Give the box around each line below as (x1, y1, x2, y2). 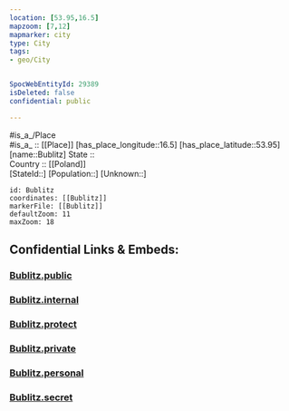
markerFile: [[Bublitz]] (9, 201, 103, 210)
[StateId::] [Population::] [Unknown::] (9, 168, 147, 179)
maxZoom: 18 (9, 217, 54, 227)
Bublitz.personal (9, 367, 84, 379)
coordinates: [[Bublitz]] (9, 193, 107, 202)
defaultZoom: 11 (9, 210, 71, 219)
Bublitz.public (9, 269, 72, 281)
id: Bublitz (9, 185, 54, 195)
